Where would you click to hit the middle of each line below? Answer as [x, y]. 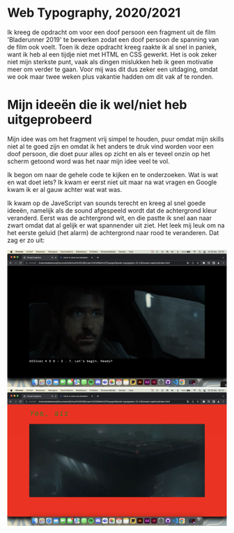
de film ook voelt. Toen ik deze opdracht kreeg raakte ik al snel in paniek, [112, 47]
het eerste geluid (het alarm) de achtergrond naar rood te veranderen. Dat [113, 232]
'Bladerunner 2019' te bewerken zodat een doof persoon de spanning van [113, 39]
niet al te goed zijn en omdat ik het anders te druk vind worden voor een [110, 146]
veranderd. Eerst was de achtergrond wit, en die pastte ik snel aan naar [110, 218]
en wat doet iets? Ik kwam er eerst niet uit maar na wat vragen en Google [112, 182]
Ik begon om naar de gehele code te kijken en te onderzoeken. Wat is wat [112, 174]
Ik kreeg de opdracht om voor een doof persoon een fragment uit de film [111, 32]
